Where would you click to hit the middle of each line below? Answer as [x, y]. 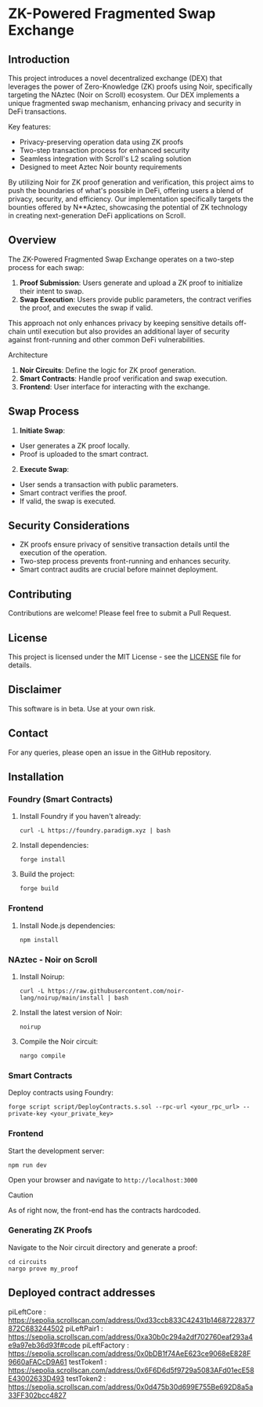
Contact [28, 734]
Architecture [28, 355]
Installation [36, 777]
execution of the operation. [63, 553]
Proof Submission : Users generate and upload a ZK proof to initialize [131, 283]
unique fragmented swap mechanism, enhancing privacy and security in [124, 103]
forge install [42, 860]
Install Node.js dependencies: [67, 925]
